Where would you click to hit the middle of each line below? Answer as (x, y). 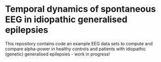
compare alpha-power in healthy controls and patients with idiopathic (76, 49)
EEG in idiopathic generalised (66, 19)
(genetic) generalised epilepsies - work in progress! (57, 54)
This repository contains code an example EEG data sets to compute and (79, 43)
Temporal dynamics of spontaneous (80, 9)
